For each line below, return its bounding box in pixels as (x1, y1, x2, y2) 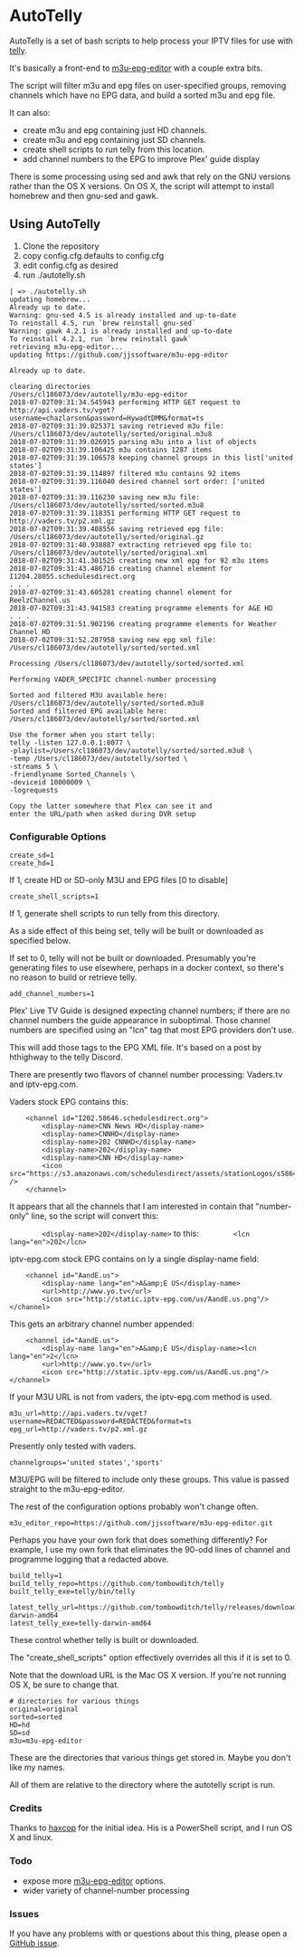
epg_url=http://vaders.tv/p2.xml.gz (9, 1425, 147, 1434)
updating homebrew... (9, 295, 91, 304)
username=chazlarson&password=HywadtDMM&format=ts (9, 413, 204, 423)
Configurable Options (9, 830, 107, 842)
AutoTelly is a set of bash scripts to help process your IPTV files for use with (9, 35, 294, 46)
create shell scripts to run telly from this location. (22, 144, 205, 155)
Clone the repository (22, 241, 100, 252)
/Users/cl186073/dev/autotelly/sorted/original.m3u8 (9, 429, 213, 439)
